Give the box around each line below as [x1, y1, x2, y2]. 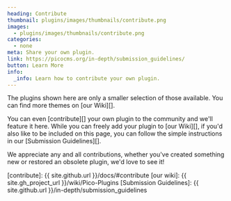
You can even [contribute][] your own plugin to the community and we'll [7, 115, 214, 123]
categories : [7, 36, 42, 43]
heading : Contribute [7, 10, 67, 17]
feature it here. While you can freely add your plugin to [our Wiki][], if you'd [7, 122, 223, 131]
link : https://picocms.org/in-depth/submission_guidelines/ [7, 56, 186, 63]
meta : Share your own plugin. [7, 49, 95, 56]
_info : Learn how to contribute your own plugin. [13, 74, 160, 82]
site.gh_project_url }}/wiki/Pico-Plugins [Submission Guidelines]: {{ [7, 179, 199, 187]
